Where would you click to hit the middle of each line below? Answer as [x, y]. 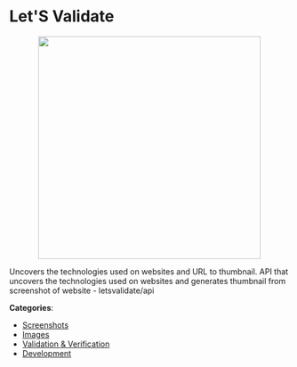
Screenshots [45, 325]
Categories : [32, 307]
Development [47, 353]
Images [36, 334]
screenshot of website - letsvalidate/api [82, 290]
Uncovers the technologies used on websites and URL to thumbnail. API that [149, 271]
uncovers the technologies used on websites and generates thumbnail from [148, 281]
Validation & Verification [66, 344]
